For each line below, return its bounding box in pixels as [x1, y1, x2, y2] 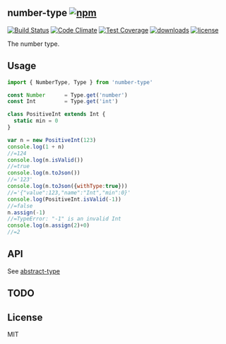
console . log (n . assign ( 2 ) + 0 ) [7, 222, 90, 230]
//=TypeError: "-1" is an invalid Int [7, 215, 121, 223]
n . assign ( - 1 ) [7, 209, 46, 216]
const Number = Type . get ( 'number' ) [7, 91, 129, 99]
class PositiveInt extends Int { [7, 111, 106, 118]
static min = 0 [13, 117, 59, 124]
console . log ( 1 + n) [7, 143, 65, 150]
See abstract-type [7, 266, 60, 275]
